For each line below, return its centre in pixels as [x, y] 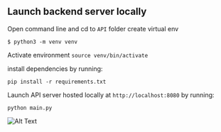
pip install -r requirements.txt [57, 82]
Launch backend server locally [77, 12]
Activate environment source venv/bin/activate [78, 55]
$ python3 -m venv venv [43, 42]
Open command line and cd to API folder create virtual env [93, 28]
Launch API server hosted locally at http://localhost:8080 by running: [111, 94]
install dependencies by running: [55, 68]
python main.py [30, 108]
